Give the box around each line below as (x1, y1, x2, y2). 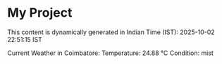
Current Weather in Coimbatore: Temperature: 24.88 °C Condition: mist (7, 49, 214, 57)
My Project (7, 5, 73, 21)
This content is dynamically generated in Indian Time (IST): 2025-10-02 (7, 28, 215, 36)
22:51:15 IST (7, 35, 42, 43)
